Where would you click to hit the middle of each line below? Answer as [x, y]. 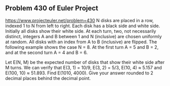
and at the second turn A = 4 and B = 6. [47, 52]
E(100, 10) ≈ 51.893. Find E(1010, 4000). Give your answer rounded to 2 [79, 73]
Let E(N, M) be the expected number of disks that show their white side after [85, 62]
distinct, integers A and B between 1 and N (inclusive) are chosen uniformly [83, 36]
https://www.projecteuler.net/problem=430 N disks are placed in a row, [79, 20]
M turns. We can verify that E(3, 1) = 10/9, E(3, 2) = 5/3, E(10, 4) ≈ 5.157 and [83, 67]
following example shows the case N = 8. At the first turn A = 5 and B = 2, [82, 47]
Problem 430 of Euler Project [52, 8]
